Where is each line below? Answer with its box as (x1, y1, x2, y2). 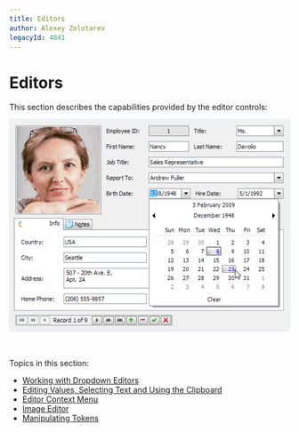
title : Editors (9, 14, 66, 23)
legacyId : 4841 (9, 33, 66, 42)
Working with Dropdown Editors (21, 375, 140, 386)
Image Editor (21, 404, 69, 414)
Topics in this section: (9, 358, 90, 369)
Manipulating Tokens (21, 413, 100, 424)
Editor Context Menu (21, 394, 99, 404)
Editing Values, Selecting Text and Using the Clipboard (21, 385, 222, 396)
